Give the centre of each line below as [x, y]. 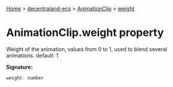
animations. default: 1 [32, 55]
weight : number [25, 78]
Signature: [19, 67]
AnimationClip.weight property [85, 33]
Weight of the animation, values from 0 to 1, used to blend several [87, 49]
